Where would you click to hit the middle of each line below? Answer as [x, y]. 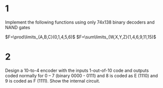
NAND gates [18, 27]
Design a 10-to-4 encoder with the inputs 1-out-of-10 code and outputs [77, 70]
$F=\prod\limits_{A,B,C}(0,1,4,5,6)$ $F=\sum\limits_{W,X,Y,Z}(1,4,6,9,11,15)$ [81, 37]
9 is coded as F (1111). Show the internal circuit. [53, 81]
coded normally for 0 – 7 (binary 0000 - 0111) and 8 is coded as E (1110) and [81, 75]
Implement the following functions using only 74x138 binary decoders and [80, 22]
